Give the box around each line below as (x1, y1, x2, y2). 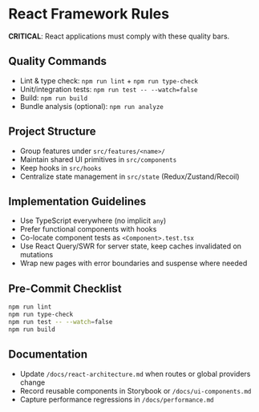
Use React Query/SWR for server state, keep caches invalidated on (19, 241, 242, 251)
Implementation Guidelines (8, 194, 147, 208)
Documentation (8, 348, 88, 362)
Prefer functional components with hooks (19, 224, 157, 234)
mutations (19, 250, 54, 260)
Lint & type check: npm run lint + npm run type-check (19, 75, 199, 85)
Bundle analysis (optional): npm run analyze (19, 101, 164, 111)
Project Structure (8, 125, 96, 139)
